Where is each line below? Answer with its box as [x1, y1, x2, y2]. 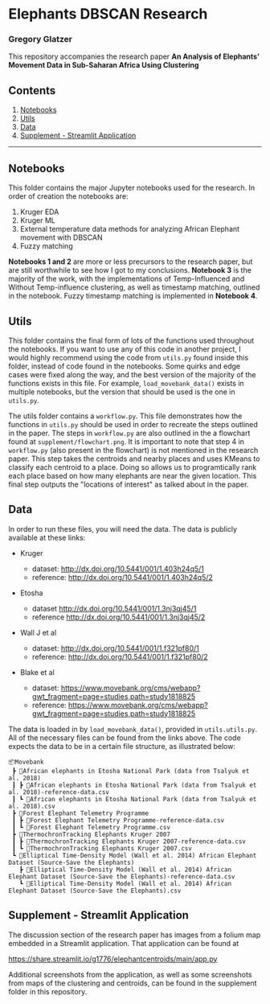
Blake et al [19, 667, 55, 677]
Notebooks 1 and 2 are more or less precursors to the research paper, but [8, 257, 253, 266]
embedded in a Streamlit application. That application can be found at [8, 938, 239, 948]
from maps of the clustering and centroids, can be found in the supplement [8, 978, 257, 988]
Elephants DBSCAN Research [8, 5, 208, 23]
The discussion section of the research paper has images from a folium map [8, 930, 261, 940]
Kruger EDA [19, 207, 59, 217]
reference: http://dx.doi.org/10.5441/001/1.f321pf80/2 [31, 652, 209, 661]
